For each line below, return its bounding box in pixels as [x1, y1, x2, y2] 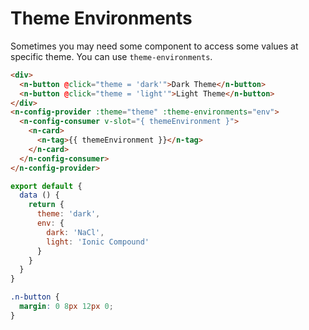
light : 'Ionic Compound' [46, 237, 150, 247]
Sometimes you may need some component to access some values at [10, 40, 299, 52]
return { [28, 200, 65, 210]
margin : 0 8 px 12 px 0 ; [19, 302, 114, 312]
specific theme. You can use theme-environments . [10, 50, 213, 62]
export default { [10, 181, 83, 191]
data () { [19, 190, 60, 201]
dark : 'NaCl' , [46, 227, 105, 237]
